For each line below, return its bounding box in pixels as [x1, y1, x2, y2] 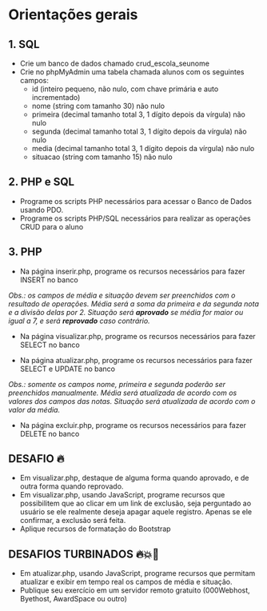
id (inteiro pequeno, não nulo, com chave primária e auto [31, 84, 219, 94]
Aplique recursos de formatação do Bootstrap [19, 524, 171, 533]
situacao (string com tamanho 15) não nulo [31, 152, 173, 162]
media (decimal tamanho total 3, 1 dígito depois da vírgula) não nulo [31, 144, 255, 153]
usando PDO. [19, 205, 64, 214]
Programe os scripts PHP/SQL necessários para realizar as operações [19, 214, 251, 223]
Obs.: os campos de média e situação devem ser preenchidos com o [8, 290, 236, 300]
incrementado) [31, 93, 81, 102]
